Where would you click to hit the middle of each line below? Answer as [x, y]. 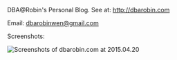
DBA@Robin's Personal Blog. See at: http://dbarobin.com [88, 10]
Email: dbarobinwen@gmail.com [53, 23]
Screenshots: [26, 36]
